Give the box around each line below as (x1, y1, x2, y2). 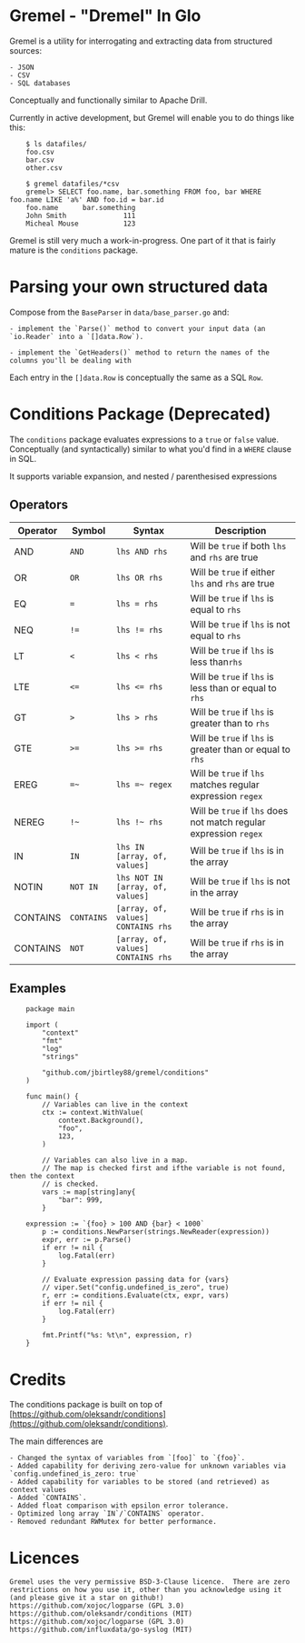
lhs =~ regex (116, 779, 172, 789)
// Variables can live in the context (42, 1100, 189, 1109)
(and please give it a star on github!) (9, 1593, 165, 1603)
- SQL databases (9, 78, 71, 87)
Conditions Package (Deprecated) (9, 404, 271, 425)
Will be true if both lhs (190, 539, 287, 552)
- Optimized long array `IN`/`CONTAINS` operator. (9, 1509, 205, 1518)
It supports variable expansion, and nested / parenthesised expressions (9, 470, 278, 482)
